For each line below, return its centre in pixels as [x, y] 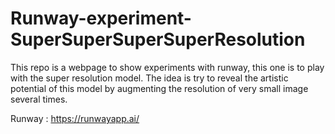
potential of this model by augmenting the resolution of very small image [159, 88]
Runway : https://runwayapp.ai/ [75, 118]
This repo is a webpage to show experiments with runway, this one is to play [167, 67]
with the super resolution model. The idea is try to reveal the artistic [149, 78]
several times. [39, 99]
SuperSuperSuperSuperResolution [158, 39]
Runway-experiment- [101, 18]
